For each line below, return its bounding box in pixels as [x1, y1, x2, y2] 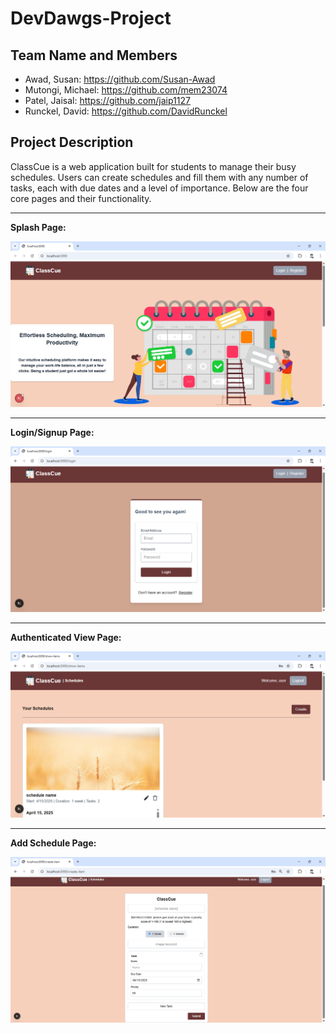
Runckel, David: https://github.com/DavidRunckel [24, 105, 228, 117]
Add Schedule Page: [10, 837, 97, 849]
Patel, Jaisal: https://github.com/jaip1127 [24, 95, 191, 106]
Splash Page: [10, 221, 67, 233]
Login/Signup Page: [10, 427, 95, 439]
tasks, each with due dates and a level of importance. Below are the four [10, 182, 309, 194]
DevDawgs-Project [10, 7, 172, 30]
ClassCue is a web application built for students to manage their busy [10, 160, 297, 172]
